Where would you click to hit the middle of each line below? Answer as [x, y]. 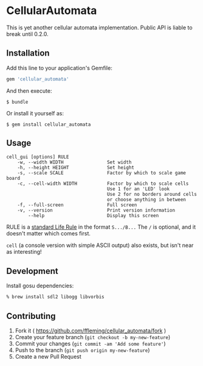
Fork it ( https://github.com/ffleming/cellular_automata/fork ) [91, 331]
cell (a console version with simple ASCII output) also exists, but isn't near [100, 245]
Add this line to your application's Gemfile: [59, 68]
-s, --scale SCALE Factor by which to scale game [102, 173]
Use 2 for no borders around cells [152, 195]
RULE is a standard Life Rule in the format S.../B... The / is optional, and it [101, 227]
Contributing [31, 316]
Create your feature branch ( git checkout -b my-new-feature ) [93, 337]
